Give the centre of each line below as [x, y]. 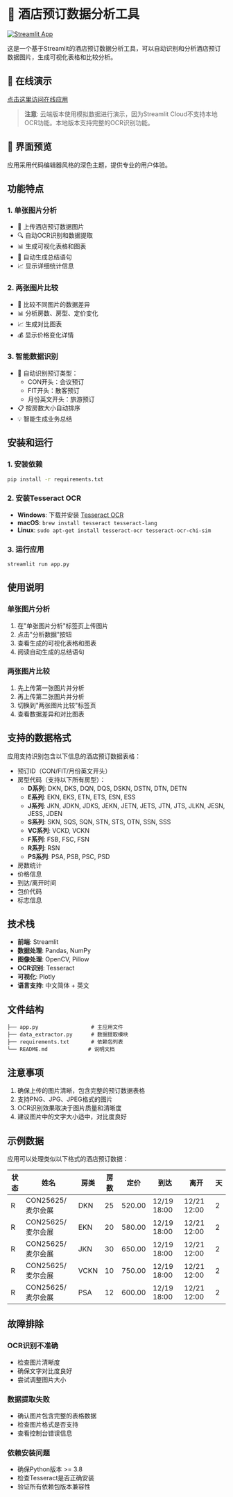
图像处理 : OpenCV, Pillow [53, 959]
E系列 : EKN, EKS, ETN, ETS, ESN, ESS [81, 796]
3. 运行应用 [26, 549]
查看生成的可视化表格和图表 [57, 643]
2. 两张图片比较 [33, 288]
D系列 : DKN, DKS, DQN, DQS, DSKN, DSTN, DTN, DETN [107, 788]
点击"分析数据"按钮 [44, 634]
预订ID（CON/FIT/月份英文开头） [64, 771]
